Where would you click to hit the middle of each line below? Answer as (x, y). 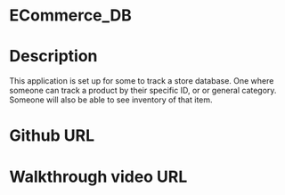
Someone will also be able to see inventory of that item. (111, 100)
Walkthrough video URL (98, 177)
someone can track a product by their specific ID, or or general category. (143, 91)
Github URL (52, 136)
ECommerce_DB (70, 16)
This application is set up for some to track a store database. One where (142, 81)
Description (53, 57)
